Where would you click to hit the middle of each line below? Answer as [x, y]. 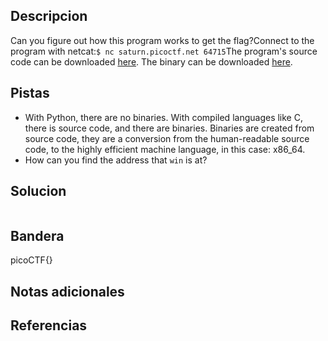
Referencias [49, 325]
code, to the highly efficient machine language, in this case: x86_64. [165, 149]
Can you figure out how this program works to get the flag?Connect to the [162, 40]
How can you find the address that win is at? [116, 160]
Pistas [30, 93]
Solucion [38, 191]
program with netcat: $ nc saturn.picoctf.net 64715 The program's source [164, 51]
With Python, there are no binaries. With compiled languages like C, [163, 117]
